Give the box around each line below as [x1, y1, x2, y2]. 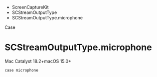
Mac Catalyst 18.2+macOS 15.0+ [4, 58, 72, 64]
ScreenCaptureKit [11, 4, 49, 10]
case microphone [4, 68, 38, 73]
